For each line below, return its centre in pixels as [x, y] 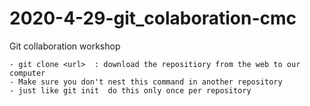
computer [27, 73]
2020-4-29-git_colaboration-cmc [153, 18]
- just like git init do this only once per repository [130, 90]
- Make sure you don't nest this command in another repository [146, 82]
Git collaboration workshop [65, 46]
